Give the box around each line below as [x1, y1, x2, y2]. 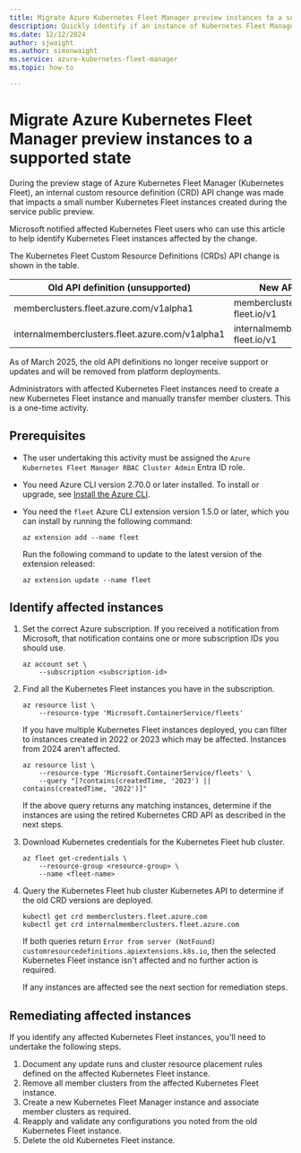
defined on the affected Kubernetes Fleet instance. [21, 1069, 211, 1079]
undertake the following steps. [9, 1042, 122, 1053]
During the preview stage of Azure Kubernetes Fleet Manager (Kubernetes [9, 177, 284, 188]
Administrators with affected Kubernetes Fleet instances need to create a [9, 383, 279, 394]
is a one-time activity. [9, 402, 90, 413]
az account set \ [21, 660, 88, 669]
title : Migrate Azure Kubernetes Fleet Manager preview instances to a [9, 13, 282, 22]
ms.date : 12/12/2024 [9, 30, 87, 39]
